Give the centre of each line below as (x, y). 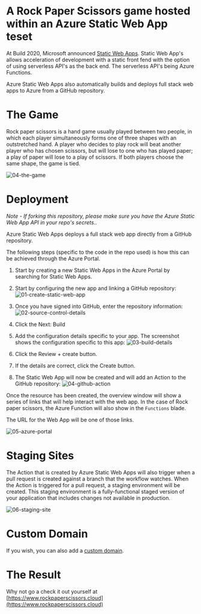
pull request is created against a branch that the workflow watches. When (97, 479)
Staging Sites (40, 456)
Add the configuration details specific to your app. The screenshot (97, 336)
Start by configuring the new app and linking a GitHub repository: (95, 288)
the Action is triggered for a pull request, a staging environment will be (93, 485)
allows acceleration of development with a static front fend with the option (98, 60)
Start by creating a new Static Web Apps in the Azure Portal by (92, 270)
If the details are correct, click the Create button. (75, 366)
